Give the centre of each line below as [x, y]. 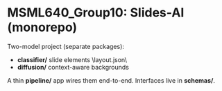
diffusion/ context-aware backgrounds [73, 67]
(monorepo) [42, 27]
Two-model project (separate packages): [66, 46]
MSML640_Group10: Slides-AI [96, 13]
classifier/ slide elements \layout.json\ [72, 59]
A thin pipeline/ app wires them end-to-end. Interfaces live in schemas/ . [111, 80]
